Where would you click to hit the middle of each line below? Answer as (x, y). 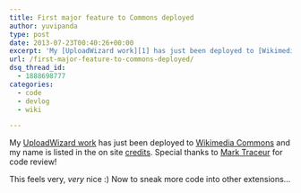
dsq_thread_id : (38, 68)
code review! (33, 162)
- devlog (34, 101)
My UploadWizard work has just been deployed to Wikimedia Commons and (150, 143)
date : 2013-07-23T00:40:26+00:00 (72, 43)
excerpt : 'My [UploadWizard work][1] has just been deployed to (132, 51)
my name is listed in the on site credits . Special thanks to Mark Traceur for (146, 153)
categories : (31, 84)
